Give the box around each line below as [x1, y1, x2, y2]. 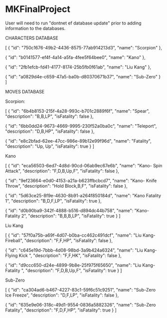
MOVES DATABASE [5, 88, 45, 94]
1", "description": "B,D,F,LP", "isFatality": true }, [5, 198, 102, 204]
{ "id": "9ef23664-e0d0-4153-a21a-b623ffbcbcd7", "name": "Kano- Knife [5, 177, 157, 183]
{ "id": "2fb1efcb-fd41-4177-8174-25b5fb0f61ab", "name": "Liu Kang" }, [5, 64, 152, 70]
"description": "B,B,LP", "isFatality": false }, [5, 113, 94, 119]
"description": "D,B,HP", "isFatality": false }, [5, 128, 95, 134]
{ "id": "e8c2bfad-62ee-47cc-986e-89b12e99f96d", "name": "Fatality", [5, 138, 152, 144]
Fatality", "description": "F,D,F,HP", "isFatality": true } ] [5, 307, 117, 313]
